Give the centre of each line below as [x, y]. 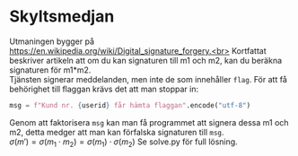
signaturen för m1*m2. [50, 70]
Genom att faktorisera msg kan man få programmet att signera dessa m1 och [149, 122]
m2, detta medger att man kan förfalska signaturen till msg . [117, 132]
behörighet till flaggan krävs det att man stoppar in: [104, 89]
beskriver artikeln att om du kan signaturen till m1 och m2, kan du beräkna [146, 60]
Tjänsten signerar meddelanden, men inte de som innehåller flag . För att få [148, 79]
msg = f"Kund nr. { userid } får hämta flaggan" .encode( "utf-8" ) [130, 105]
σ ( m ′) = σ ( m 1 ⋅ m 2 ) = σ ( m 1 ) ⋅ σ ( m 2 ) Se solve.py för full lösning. [123, 143]
